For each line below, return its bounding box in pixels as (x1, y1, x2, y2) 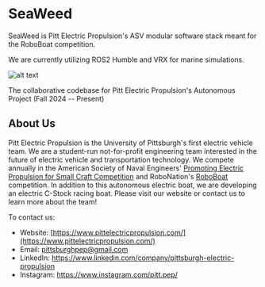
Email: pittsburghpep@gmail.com (19, 244, 129, 254)
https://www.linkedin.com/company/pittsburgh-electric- (51, 253, 235, 262)
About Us (8, 117, 56, 131)
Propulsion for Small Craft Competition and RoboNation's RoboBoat (8, 171, 229, 181)
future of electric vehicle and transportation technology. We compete (8, 155, 234, 164)
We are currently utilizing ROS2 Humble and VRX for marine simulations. (8, 55, 244, 64)
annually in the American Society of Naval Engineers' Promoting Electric (8, 163, 244, 173)
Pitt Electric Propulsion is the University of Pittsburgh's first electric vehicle (8, 138, 254, 147)
